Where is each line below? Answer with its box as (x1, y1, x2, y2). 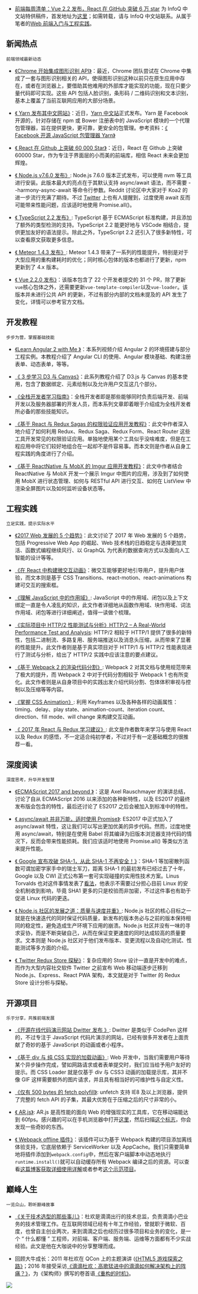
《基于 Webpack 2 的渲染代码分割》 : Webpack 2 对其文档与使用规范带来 (14, 664, 191, 671)
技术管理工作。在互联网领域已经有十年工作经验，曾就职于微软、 (25, 1220, 181, 1227)
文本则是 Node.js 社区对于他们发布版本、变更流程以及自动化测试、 (25, 937, 187, 944)
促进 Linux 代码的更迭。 (14, 895, 73, 902)
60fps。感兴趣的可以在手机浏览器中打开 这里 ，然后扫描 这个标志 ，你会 (21, 1116, 191, 1123)
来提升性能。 (14, 845, 46, 852)
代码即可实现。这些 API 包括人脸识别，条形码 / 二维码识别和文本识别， (20, 89, 191, 97)
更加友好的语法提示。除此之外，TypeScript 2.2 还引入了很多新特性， (20, 229, 187, 236)
